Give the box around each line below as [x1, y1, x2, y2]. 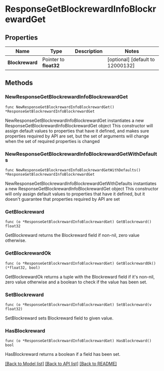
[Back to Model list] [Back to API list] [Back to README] [5, 361, 117, 367]
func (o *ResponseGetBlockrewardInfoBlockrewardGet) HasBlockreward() [5, 339, 152, 344]
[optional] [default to [107, 56, 155, 63]
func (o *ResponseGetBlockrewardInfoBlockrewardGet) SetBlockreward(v [5, 302, 152, 307]
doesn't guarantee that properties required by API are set [5, 196, 120, 202]
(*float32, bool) [5, 265, 41, 270]
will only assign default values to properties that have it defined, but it [5, 191, 145, 197]
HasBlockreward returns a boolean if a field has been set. [5, 351, 121, 357]
